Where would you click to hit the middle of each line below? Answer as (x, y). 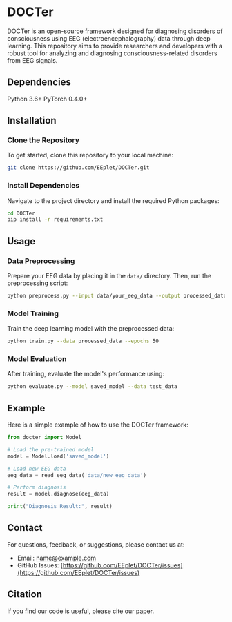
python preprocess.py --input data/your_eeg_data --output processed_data (117, 296)
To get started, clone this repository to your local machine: (90, 155)
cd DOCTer (21, 213)
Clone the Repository (43, 140)
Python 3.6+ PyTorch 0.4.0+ (47, 99)
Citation (25, 594)
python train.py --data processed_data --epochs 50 (83, 341)
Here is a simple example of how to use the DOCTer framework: (98, 425)
